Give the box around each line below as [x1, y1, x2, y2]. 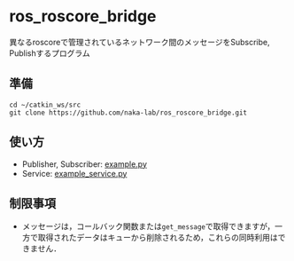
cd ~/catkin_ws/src [9, 100, 81, 109]
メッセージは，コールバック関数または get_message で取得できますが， [21, 221, 275, 232]
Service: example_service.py [21, 168, 128, 178]
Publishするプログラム [9, 47, 90, 59]
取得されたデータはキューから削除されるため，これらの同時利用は [37, 233, 279, 243]
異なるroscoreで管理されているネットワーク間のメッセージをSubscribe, [9, 36, 270, 47]
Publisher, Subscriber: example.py [21, 158, 148, 170]
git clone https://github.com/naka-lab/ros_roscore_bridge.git [9, 108, 248, 117]
